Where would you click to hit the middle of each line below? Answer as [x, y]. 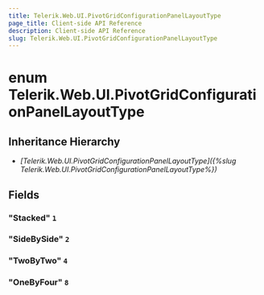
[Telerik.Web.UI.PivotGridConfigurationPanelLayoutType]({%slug [128, 161]
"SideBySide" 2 [39, 240]
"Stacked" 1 [33, 218]
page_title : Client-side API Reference [75, 23]
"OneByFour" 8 [39, 282]
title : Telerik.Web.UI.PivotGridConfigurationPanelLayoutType [115, 16]
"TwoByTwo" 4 [38, 260]
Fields [24, 195]
